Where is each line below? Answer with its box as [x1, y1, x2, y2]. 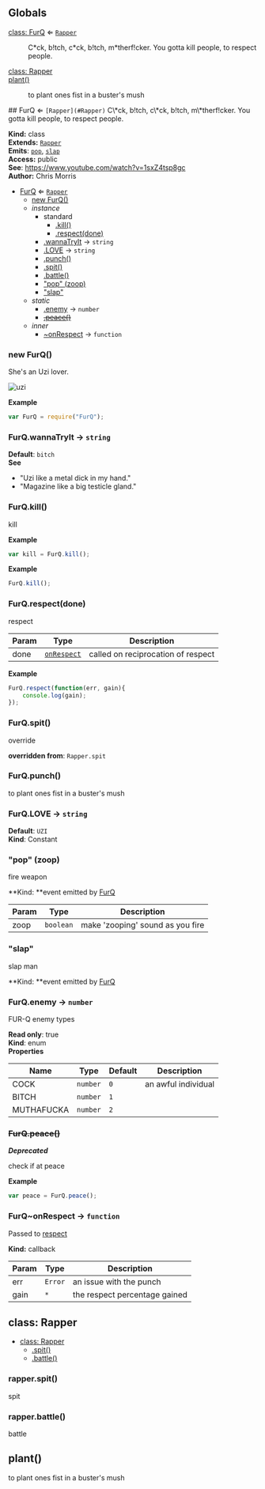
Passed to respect [8, 1229, 67, 1238]
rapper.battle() [8, 1411, 66, 1422]
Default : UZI [8, 826, 48, 836]
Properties [8, 1047, 44, 1056]
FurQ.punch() [8, 770, 62, 781]
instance [31, 203, 61, 213]
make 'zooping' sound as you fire [80, 920, 205, 931]
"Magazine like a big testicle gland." [19, 482, 137, 491]
